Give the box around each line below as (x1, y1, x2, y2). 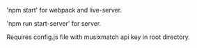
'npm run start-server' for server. (6, 19, 102, 27)
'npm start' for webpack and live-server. (6, 6, 123, 14)
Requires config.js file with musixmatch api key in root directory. (6, 33, 191, 41)
